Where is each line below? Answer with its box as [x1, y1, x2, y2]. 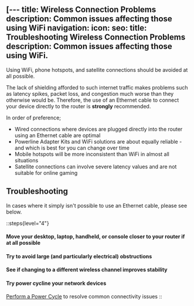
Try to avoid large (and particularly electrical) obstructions [6, 252, 152, 260]
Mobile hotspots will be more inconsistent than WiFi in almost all [14, 150, 170, 158]
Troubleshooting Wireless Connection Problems [6, 32, 186, 42]
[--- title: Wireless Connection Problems [6, 5, 156, 15]
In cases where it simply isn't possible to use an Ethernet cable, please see [6, 202, 188, 209]
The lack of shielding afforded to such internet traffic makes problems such [6, 84, 188, 91]
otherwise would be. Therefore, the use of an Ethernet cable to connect [6, 97, 179, 104]
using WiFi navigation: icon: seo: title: [6, 23, 147, 33]
